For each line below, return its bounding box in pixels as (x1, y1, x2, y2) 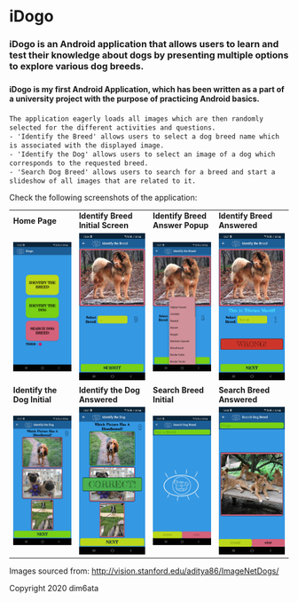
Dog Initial (12, 393, 51, 405)
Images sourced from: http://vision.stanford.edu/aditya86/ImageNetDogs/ (9, 566, 279, 576)
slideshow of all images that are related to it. (9, 176, 197, 186)
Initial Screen (78, 220, 129, 231)
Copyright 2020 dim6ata (9, 583, 99, 594)
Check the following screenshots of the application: (9, 192, 198, 202)
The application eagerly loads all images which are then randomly (9, 114, 264, 123)
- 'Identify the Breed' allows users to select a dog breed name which (9, 131, 279, 141)
